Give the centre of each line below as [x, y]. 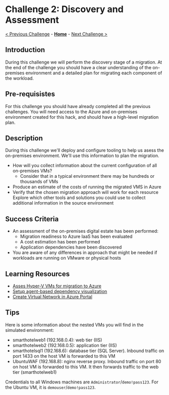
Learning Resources [37, 274]
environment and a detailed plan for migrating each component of [94, 73]
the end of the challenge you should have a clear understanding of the [78, 67]
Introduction [25, 50]
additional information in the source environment [63, 203]
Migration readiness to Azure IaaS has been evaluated [76, 236]
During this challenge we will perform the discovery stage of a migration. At [84, 62]
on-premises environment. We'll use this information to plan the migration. [82, 156]
